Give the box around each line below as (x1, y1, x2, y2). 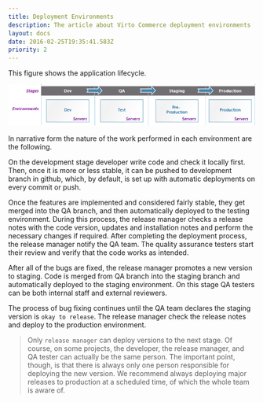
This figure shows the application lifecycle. (8, 68, 147, 78)
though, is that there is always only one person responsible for (27, 360, 230, 370)
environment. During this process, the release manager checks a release (8, 215, 243, 224)
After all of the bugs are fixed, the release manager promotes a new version (8, 264, 253, 273)
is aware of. (27, 385, 65, 395)
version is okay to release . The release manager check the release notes (8, 312, 247, 322)
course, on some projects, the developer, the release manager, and (27, 344, 245, 353)
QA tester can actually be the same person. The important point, (27, 352, 236, 362)
